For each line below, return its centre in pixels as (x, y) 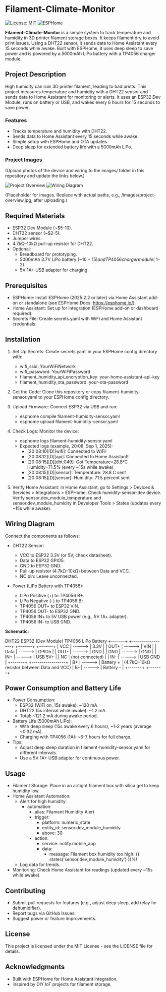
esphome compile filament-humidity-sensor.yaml (70, 416)
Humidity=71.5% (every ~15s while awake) (70, 467)
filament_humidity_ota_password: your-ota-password (74, 382)
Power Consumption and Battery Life (63, 688)
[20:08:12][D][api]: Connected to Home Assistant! (78, 456)
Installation (23, 340)
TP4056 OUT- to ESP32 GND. (50, 611)
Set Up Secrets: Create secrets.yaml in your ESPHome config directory (85, 351)
